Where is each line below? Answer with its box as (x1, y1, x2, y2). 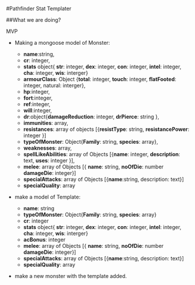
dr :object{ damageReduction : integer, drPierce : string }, (23, 113, 160, 120)
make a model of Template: (14, 194, 81, 200)
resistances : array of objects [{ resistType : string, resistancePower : (23, 126, 190, 132)
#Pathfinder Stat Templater (6, 5, 72, 12)
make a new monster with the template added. (14, 273, 127, 279)
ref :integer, (23, 101, 51, 108)
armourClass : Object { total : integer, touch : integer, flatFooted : (23, 76, 177, 82)
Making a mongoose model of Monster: (14, 39, 110, 46)
